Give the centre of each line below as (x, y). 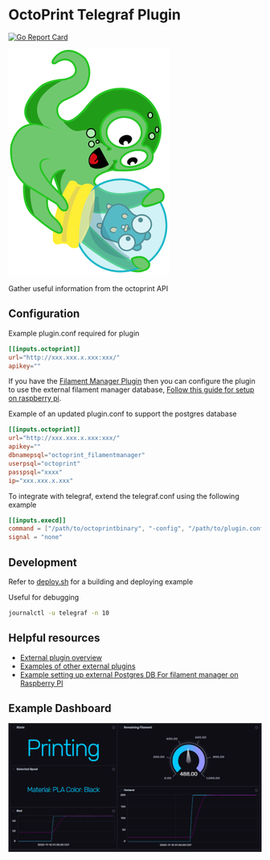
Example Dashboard (60, 708)
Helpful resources (54, 638)
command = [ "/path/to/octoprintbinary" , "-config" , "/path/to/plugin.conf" (138, 529)
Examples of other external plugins (78, 666)
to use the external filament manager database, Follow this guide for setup (131, 390)
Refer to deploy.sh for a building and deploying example (101, 582)
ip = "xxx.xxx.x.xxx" (41, 480)
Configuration (44, 314)
